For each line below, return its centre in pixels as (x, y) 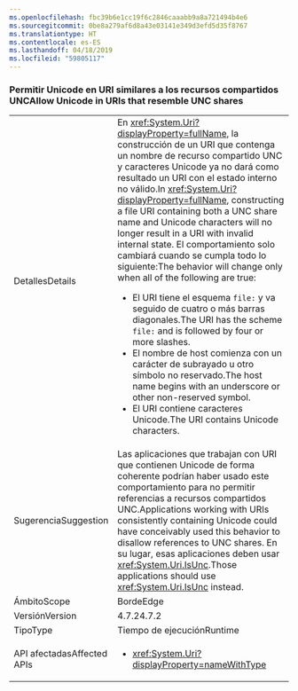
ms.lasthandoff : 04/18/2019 (61, 51)
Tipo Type (33, 631)
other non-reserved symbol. (192, 397)
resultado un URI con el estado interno (197, 178)
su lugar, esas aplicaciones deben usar (199, 554)
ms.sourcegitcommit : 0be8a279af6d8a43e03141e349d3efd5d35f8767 (129, 26)
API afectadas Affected (61, 654)
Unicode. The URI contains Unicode (206, 420)
